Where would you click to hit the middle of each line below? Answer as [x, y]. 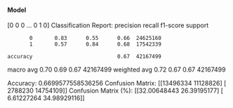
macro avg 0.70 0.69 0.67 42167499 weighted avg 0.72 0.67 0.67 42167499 [116, 69]
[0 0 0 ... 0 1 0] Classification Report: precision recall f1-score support [108, 25]
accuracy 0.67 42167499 [84, 57]
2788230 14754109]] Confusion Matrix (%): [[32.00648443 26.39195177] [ [115, 90]
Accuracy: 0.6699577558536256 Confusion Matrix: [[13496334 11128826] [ [117, 83]
